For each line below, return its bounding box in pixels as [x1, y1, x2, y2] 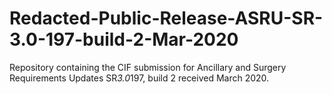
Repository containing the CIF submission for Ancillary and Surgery [9, 61, 287, 73]
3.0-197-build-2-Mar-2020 [9, 28, 239, 51]
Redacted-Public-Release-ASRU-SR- [9, 7, 324, 30]
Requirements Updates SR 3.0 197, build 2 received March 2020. [9, 72, 270, 84]
